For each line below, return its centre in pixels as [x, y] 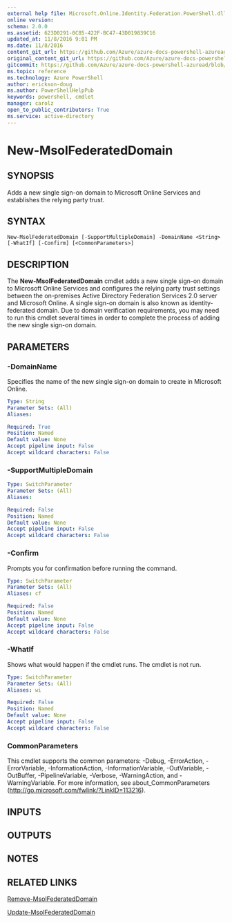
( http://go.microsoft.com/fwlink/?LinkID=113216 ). [77, 790]
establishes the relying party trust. [56, 200]
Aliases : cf [24, 594]
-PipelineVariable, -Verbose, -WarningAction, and [108, 776]
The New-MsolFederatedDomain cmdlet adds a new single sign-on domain [115, 281]
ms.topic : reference [37, 71]
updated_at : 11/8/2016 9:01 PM [52, 39]
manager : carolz [30, 104]
